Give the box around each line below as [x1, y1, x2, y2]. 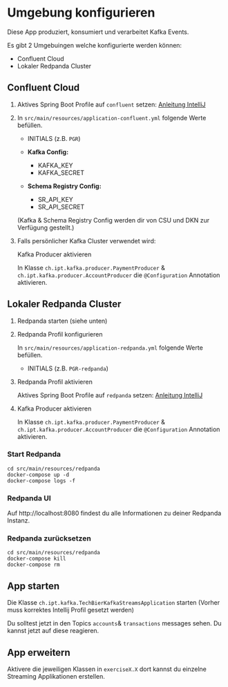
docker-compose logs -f [7, 477, 76, 484]
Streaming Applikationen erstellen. [7, 672, 106, 681]
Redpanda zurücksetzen [7, 534, 91, 543]
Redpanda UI [7, 493, 52, 502]
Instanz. [7, 516, 30, 525]
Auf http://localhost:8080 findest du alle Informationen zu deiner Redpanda [7, 509, 222, 518]
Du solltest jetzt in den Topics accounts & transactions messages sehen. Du [7, 619, 222, 628]
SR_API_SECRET [37, 203, 85, 211]
